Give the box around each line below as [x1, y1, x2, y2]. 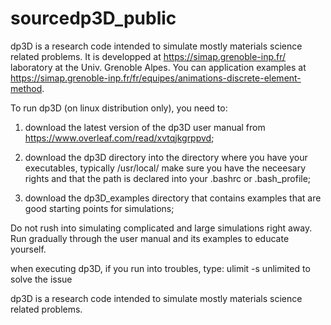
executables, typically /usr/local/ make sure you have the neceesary [24, 162, 307, 174]
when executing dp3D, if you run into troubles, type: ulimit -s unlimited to [10, 262, 311, 274]
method [10, 82, 43, 94]
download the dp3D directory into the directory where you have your [24, 151, 308, 163]
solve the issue [10, 273, 73, 285]
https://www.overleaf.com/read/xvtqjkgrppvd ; [24, 132, 215, 144]
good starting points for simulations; [24, 202, 175, 214]
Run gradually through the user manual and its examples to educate [10, 232, 290, 244]
